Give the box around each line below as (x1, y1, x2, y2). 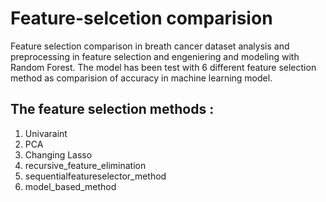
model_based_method (24, 180, 117, 192)
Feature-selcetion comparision (10, 7, 273, 30)
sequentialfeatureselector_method (24, 170, 167, 182)
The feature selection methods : (10, 101, 215, 118)
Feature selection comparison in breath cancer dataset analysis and (10, 40, 290, 52)
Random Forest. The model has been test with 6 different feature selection (10, 61, 317, 73)
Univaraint (24, 127, 68, 139)
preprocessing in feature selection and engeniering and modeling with (10, 50, 300, 62)
